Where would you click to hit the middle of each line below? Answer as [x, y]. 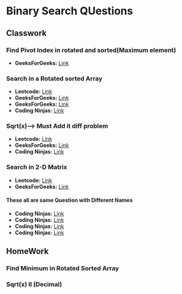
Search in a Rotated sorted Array [54, 78]
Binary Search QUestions [70, 11]
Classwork [26, 33]
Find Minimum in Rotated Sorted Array [63, 268]
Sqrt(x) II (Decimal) [34, 284]
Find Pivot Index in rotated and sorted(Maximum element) [91, 50]
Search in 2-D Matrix [37, 167]
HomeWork [27, 251]
